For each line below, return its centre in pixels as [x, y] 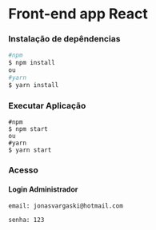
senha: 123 [26, 220]
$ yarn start [30, 150]
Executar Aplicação [47, 105]
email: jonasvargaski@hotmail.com [66, 206]
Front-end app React [78, 14]
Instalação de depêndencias [64, 39]
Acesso [23, 170]
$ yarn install [34, 85]
